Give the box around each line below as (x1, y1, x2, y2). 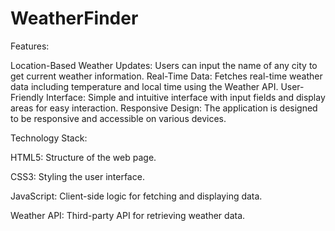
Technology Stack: (10, 132, 88, 144)
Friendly (10, 91, 44, 103)
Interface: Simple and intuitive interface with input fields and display (45, 91, 326, 103)
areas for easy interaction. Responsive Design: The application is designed (10, 102, 318, 114)
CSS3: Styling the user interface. (10, 170, 145, 182)
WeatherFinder (10, 7, 139, 30)
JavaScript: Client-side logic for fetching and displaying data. (10, 190, 263, 202)
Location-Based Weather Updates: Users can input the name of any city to (10, 59, 318, 71)
